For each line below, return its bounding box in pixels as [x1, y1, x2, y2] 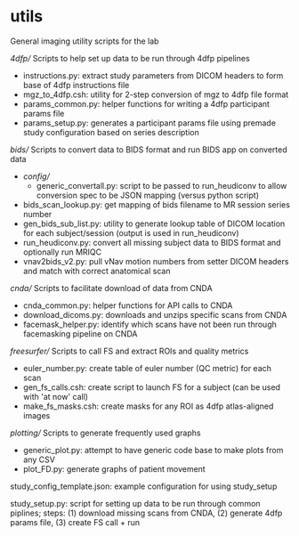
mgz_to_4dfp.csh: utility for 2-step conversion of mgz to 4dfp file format [22, 89, 289, 100]
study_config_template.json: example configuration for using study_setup [10, 481, 278, 491]
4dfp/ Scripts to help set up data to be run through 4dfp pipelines [10, 53, 250, 63]
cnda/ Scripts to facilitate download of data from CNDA [10, 282, 213, 293]
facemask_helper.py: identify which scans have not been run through [22, 319, 277, 329]
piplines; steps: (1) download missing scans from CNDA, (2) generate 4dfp [10, 508, 283, 518]
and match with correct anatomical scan [22, 265, 171, 276]
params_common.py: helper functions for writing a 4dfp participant [22, 98, 271, 109]
